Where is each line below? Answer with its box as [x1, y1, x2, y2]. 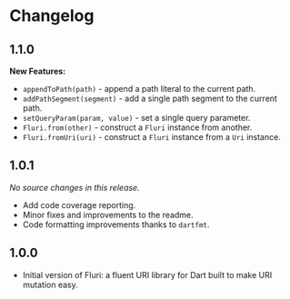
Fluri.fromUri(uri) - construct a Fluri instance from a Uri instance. [22, 132, 282, 142]
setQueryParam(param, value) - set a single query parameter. [22, 113, 251, 123]
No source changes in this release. [9, 182, 140, 193]
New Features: [9, 65, 66, 76]
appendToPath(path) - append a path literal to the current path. [22, 84, 256, 94]
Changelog [9, 5, 95, 26]
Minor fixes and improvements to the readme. [22, 209, 194, 220]
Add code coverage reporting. [22, 199, 136, 210]
